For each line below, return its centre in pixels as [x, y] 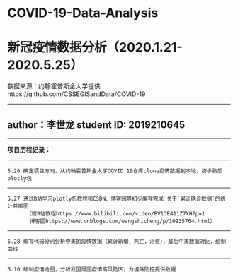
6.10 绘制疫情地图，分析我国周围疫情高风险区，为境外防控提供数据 [92, 269]
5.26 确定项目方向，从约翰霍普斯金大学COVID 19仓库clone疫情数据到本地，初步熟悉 [115, 171]
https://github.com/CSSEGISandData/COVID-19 [76, 94]
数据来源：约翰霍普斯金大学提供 [54, 86]
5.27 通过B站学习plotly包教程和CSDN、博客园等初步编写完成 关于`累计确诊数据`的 [114, 198]
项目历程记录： [29, 149]
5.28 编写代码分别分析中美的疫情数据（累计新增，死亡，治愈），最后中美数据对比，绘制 [117, 242]
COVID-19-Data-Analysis [83, 13]
